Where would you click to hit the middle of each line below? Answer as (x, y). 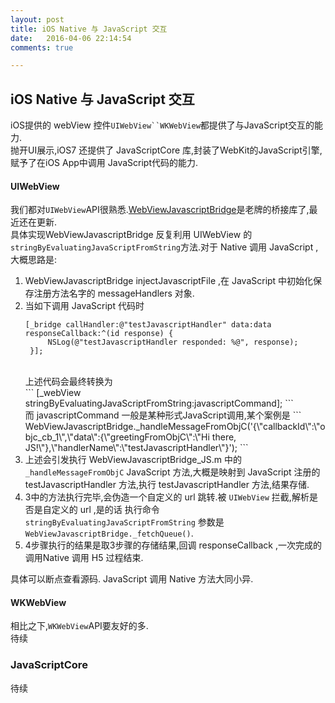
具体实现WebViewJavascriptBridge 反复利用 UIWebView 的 (131, 235)
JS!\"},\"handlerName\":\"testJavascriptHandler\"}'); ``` (136, 448)
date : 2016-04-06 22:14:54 (71, 38)
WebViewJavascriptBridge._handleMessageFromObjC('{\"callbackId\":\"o (175, 427)
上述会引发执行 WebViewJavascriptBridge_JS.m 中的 (133, 460)
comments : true (42, 47)
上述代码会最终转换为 (68, 382)
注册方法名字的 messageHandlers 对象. (114, 293)
